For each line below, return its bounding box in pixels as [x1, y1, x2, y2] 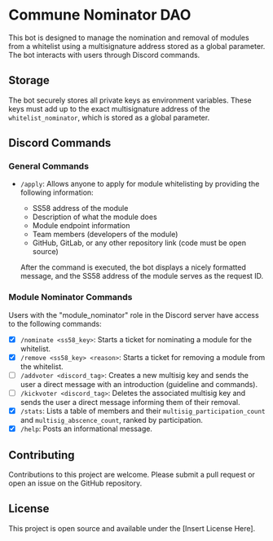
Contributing [8, 448, 75, 462]
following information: [20, 187, 94, 197]
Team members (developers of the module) [32, 230, 178, 240]
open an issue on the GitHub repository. [8, 478, 143, 488]
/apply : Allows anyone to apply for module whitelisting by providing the [20, 179, 260, 189]
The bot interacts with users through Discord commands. [8, 50, 200, 59]
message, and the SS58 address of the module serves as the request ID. [20, 271, 264, 281]
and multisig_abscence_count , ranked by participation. [20, 416, 204, 425]
